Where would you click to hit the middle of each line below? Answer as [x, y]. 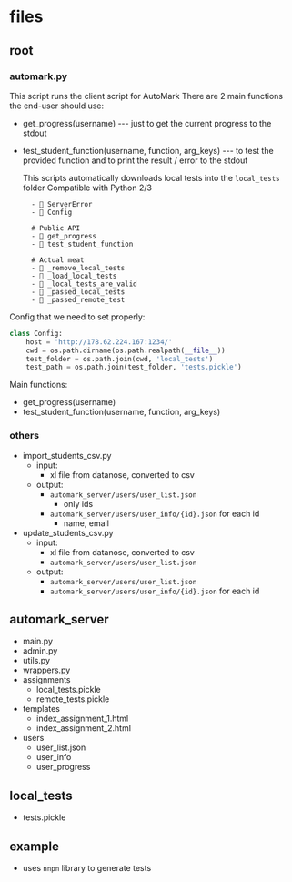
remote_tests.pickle [73, 699]
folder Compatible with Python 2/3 [87, 188]
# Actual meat [58, 260]
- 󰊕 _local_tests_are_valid [85, 284]
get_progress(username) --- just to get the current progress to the [147, 123]
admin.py [40, 651]
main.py [37, 641]
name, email [86, 523]
